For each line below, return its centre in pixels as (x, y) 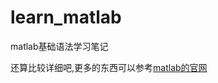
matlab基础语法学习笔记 (59, 46)
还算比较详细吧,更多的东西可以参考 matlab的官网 (109, 67)
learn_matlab (66, 17)
